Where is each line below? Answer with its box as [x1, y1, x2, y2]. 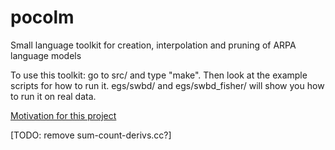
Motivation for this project [10, 109, 117, 121]
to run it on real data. [10, 90, 97, 102]
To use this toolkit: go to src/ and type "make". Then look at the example [10, 69, 308, 81]
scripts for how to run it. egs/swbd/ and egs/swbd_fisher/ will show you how [10, 79, 325, 91]
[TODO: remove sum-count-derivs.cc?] [10, 129, 172, 141]
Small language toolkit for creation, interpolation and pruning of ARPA [10, 39, 297, 51]
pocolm [10, 6, 75, 29]
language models [10, 49, 82, 61]
